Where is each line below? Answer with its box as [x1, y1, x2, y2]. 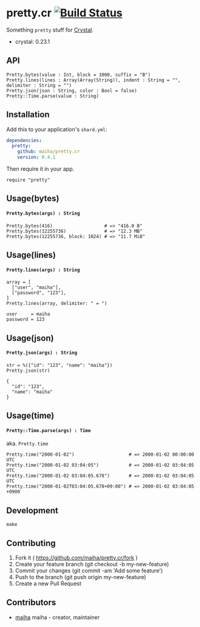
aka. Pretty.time [6, 440, 49, 447]
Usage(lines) [6, 250, 57, 261]
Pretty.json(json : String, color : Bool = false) [6, 87, 137, 94]
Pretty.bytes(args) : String [6, 210, 80, 217]
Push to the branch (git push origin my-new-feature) [15, 574, 147, 581]
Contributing [6, 538, 56, 548]
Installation [6, 109, 50, 120]
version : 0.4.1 [17, 154, 56, 160]
